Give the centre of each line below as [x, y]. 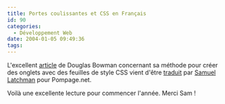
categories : [24, 26]
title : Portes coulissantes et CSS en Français [77, 13]
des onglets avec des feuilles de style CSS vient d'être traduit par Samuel [111, 72]
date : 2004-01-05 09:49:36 [46, 39]
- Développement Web [43, 33]
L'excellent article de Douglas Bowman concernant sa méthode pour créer [113, 65]
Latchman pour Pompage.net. [49, 80]
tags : [15, 45]
